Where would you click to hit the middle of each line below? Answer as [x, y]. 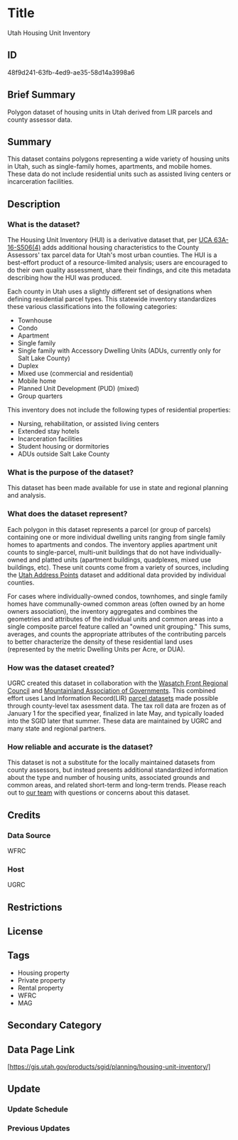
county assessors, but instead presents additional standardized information [118, 770]
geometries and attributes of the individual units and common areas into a [115, 619]
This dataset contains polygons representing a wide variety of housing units [118, 159]
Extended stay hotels [48, 432]
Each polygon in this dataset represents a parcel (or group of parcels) [109, 529]
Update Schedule [38, 1109]
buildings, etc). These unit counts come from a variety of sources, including [118, 567]
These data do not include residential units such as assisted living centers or [119, 174]
